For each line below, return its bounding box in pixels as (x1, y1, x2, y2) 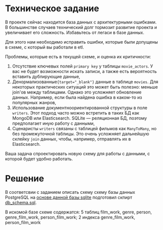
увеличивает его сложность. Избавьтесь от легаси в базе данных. (5, 29, 144, 35)
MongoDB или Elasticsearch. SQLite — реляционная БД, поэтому (12, 115, 147, 121)
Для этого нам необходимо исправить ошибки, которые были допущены (5, 39, 158, 45)
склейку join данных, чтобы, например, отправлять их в (12, 136, 131, 142)
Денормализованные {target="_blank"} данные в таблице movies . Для (12, 79, 158, 85)
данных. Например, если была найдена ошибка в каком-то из (12, 94, 142, 100)
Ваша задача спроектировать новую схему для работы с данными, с (5, 150, 150, 157)
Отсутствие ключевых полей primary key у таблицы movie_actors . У (12, 63, 153, 69)
